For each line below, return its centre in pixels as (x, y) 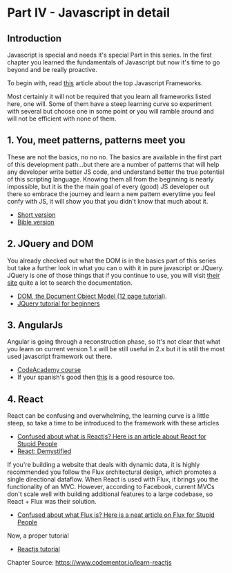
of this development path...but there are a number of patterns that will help (113, 164)
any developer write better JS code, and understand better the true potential (116, 172)
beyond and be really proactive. (52, 70)
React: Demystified (44, 451)
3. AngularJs (35, 325)
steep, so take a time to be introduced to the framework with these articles (113, 423)
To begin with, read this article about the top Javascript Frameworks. (105, 83)
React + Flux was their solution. (52, 502)
